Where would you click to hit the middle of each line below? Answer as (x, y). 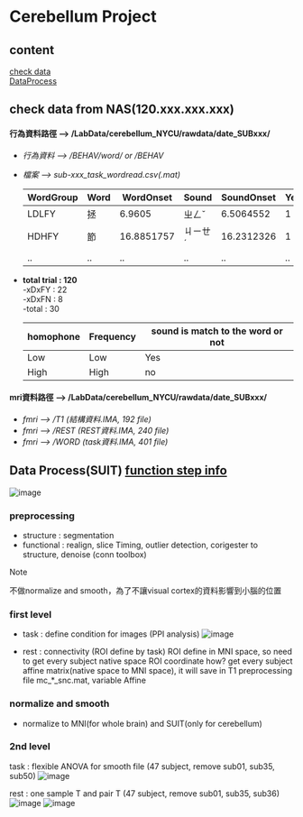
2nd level (30, 747)
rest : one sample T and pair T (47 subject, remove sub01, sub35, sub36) (145, 793)
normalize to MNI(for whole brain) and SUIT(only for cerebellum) (142, 723)
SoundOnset (248, 197)
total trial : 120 (50, 280)
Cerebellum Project (83, 17)
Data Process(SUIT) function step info (118, 471)
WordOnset (147, 197)
